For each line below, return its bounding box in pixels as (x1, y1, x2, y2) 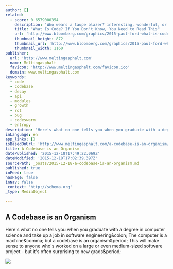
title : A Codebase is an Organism (5, 146, 80, 152)
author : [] (5, 7, 29, 13)
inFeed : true (5, 170, 33, 175)
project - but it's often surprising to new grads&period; (5, 248, 122, 255)
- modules (10, 98, 31, 103)
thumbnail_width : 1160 (14, 46, 63, 51)
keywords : (5, 75, 27, 80)
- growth (10, 103, 29, 109)
